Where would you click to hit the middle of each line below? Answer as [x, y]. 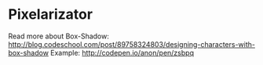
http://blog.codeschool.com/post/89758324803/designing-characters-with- [131, 44]
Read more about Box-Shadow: [59, 36]
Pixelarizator [50, 14]
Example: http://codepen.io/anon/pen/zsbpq [122, 52]
